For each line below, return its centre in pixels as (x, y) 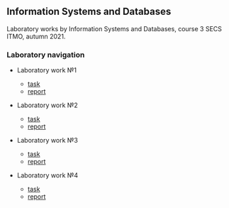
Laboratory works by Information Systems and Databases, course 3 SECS (114, 28)
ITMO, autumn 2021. (36, 36)
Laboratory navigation (46, 55)
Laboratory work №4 (48, 175)
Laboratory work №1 (47, 70)
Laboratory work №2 (48, 105)
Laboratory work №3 (48, 141)
